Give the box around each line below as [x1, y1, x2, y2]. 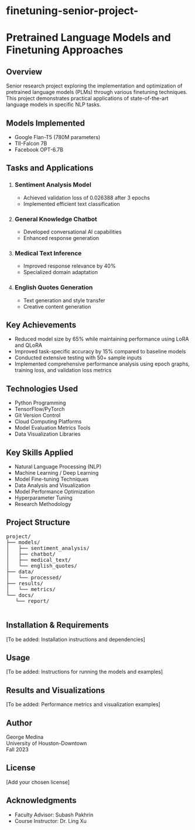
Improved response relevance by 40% [23, 262, 116, 269]
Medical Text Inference [14, 249, 82, 257]
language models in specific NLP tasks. [6, 101, 101, 108]
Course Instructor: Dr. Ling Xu [14, 817, 87, 824]
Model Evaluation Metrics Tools [14, 424, 91, 431]
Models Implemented [6, 118, 85, 128]
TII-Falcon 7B [14, 140, 47, 147]
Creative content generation [23, 303, 91, 310]
